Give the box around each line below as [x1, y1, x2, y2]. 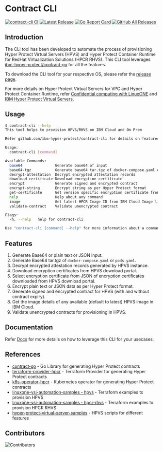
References [5, 350, 41, 358]
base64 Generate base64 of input [9, 163, 108, 168]
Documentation [5, 323, 53, 332]
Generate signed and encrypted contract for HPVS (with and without [12, 288, 149, 294]
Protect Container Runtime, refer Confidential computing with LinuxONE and [5, 91, 157, 96]
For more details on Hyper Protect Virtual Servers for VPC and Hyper [5, 86, 143, 92]
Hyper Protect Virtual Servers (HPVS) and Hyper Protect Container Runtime [5, 51, 156, 57]
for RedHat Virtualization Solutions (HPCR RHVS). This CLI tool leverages [5, 56, 151, 62]
